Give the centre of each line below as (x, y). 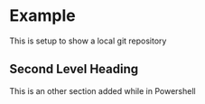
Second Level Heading (74, 69)
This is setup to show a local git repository (88, 41)
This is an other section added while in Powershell (102, 90)
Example (42, 16)
